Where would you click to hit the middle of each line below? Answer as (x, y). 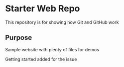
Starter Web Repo (43, 9)
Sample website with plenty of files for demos (52, 49)
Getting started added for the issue (41, 59)
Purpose (19, 38)
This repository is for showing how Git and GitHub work (62, 22)
